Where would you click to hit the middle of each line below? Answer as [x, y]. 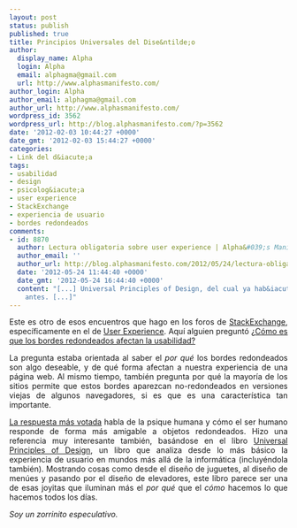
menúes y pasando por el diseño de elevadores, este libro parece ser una [148, 478]
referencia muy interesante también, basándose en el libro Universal [148, 441]
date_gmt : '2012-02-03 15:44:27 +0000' [83, 141]
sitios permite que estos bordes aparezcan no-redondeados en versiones [148, 386]
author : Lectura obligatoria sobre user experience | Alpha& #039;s [144, 248]
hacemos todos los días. [53, 497]
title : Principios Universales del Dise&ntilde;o [103, 42]
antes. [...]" [51, 297]
